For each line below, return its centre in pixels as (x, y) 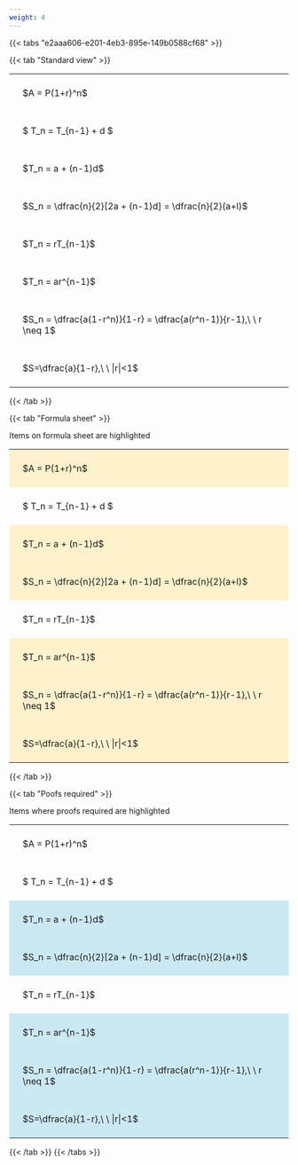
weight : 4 (27, 17)
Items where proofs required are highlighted (90, 811)
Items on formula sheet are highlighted (80, 435)
